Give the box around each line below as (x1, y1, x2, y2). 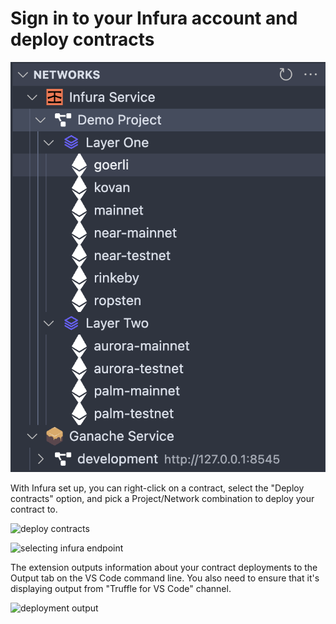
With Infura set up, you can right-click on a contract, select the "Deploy (10, 482, 305, 494)
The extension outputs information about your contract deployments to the (10, 561, 318, 573)
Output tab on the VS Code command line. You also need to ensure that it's (10, 572, 320, 584)
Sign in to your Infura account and (10, 7, 298, 30)
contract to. (10, 503, 58, 515)
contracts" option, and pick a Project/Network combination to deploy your (10, 492, 315, 504)
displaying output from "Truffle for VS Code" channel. (10, 582, 232, 594)
